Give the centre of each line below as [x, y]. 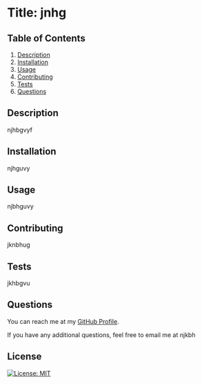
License [24, 357]
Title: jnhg [37, 13]
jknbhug [19, 245]
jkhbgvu [19, 283]
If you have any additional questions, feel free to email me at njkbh [101, 335]
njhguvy [19, 168]
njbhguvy [21, 207]
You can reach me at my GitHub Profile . [63, 321]
